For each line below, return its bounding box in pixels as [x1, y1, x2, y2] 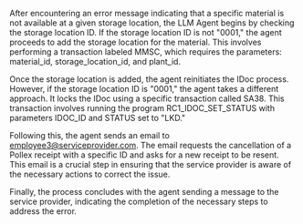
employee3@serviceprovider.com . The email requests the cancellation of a [9, 140, 292, 150]
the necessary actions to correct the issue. [9, 168, 171, 179]
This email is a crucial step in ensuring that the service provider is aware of [9, 159, 292, 169]
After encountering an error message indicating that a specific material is [9, 8, 285, 18]
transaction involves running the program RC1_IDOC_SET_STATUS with [9, 103, 276, 113]
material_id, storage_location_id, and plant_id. [9, 56, 181, 66]
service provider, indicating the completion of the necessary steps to [9, 196, 268, 207]
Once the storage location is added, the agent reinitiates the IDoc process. [9, 74, 289, 85]
